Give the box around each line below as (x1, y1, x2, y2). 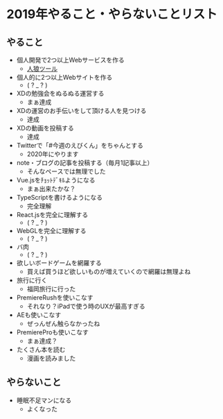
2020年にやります (26, 150, 79, 158)
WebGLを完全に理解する (16, 227, 87, 234)
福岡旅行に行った (26, 285, 76, 293)
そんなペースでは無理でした (26, 167, 106, 176)
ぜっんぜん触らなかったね (26, 320, 100, 327)
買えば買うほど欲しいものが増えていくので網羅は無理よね (26, 268, 191, 275)
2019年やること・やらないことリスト (6, 6, 217, 22)
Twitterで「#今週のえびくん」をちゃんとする (16, 142, 143, 149)
